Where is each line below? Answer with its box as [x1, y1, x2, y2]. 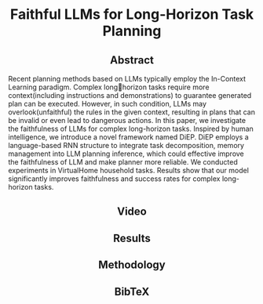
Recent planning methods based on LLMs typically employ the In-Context [8, 74, 246, 83]
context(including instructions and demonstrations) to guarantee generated [8, 91, 252, 100]
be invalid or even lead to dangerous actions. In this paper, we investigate [8, 116, 246, 125]
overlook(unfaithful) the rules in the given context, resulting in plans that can [8, 107, 255, 117]
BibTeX [114, 284, 150, 299]
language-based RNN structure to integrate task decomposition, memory [8, 141, 245, 150]
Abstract [109, 53, 155, 67]
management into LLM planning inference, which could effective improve [8, 149, 245, 158]
